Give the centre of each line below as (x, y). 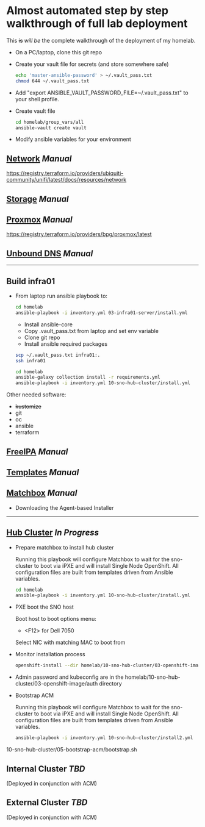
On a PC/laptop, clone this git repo (59, 52)
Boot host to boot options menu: (56, 619)
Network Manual (39, 158)
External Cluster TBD (47, 803)
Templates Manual (43, 472)
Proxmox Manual (39, 220)
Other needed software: (36, 395)
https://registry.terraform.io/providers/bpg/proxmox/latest (79, 234)
